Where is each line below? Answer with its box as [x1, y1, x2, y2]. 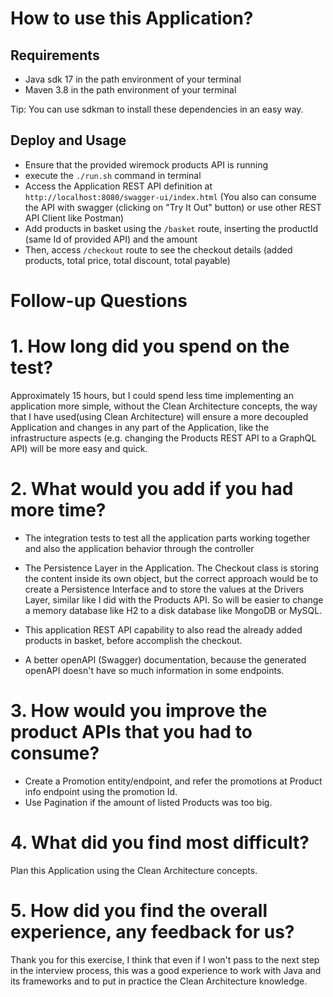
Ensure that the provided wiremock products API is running [24, 158, 269, 171]
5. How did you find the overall [10, 899, 268, 922]
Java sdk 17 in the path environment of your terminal [24, 73, 242, 85]
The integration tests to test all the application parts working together [24, 532, 311, 544]
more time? [10, 499, 107, 522]
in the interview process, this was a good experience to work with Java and [10, 964, 322, 976]
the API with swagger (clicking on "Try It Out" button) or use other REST [24, 201, 322, 213]
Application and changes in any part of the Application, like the [10, 421, 270, 433]
